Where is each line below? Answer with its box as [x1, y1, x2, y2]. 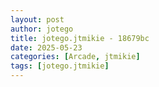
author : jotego [10, 24, 74, 34]
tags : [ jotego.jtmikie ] [10, 61, 110, 71]
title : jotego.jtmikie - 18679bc [10, 33, 150, 43]
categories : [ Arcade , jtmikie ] [10, 52, 141, 62]
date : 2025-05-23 [10, 42, 83, 53]
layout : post [10, 14, 65, 25]
